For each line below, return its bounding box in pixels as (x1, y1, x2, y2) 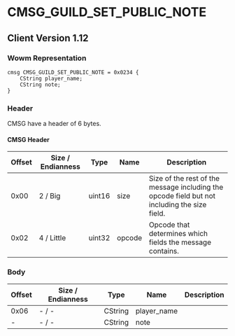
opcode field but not (149, 191, 215, 201)
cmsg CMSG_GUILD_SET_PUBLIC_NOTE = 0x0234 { (7, 69, 139, 76)
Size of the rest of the (149, 174, 220, 183)
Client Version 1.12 (7, 32, 89, 44)
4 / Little (38, 233, 66, 243)
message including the (149, 183, 224, 192)
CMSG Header (7, 135, 50, 143)
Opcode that (149, 220, 190, 230)
